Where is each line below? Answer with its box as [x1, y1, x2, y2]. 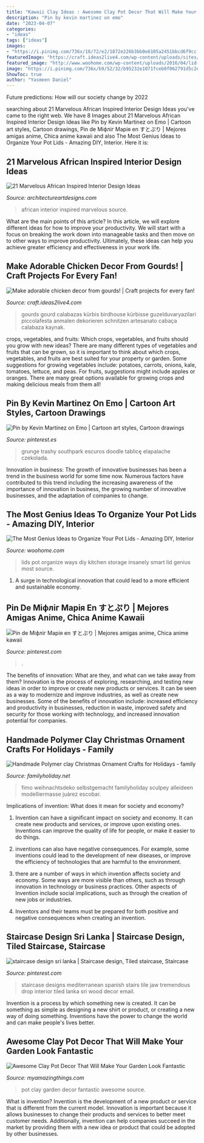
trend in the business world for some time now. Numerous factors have [6, 472, 184, 479]
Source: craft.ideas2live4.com [6, 299, 82, 306]
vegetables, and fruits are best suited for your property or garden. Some [6, 355, 187, 362]
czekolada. [21, 454, 49, 461]
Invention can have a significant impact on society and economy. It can [15, 814, 193, 821]
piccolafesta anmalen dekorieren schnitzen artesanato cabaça [21, 317, 177, 324]
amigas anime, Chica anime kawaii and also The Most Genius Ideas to [6, 132, 181, 140]
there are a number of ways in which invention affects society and [15, 870, 181, 877]
